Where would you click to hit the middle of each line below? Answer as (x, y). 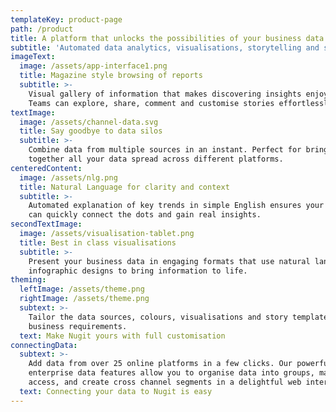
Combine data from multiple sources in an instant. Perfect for (165, 150)
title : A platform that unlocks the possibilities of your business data (167, 38)
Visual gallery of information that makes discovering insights (165, 94)
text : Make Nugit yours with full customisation (122, 336)
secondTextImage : (46, 224)
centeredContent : (46, 168)
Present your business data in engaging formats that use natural (169, 261)
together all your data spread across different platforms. (156, 159)
